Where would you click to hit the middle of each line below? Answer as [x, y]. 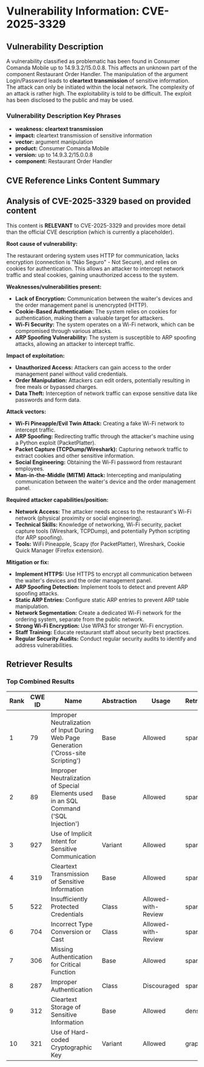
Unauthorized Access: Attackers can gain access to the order [93, 367]
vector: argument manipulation [54, 142]
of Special [65, 786]
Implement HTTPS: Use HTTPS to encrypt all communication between [104, 574]
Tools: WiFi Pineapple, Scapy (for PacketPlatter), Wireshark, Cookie [100, 544]
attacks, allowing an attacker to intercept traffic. [75, 344]
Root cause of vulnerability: [42, 243]
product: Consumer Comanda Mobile [62, 149]
